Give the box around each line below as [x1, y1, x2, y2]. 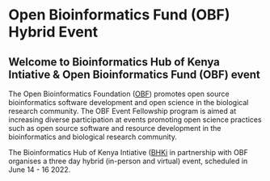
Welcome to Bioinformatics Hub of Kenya [8, 55, 221, 69]
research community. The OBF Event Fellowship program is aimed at [8, 107, 237, 116]
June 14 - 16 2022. [8, 165, 71, 175]
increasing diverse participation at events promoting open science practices [8, 115, 262, 124]
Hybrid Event [8, 23, 99, 41]
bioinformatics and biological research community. [8, 132, 178, 141]
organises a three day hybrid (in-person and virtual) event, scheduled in [8, 156, 248, 166]
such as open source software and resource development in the [8, 124, 221, 133]
